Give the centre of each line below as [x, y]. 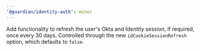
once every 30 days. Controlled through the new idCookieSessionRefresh [97, 35]
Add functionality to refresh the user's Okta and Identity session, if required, [100, 29]
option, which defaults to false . [45, 41]
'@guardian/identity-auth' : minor [50, 12]
